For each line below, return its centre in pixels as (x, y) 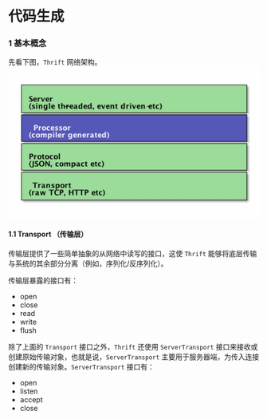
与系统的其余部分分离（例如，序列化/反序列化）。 (88, 263)
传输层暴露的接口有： (43, 281)
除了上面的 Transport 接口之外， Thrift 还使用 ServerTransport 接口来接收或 (133, 347)
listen (29, 391)
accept (31, 400)
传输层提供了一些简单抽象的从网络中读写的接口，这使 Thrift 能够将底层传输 (133, 254)
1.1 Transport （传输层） (48, 234)
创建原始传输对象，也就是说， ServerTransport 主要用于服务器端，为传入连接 (134, 357)
